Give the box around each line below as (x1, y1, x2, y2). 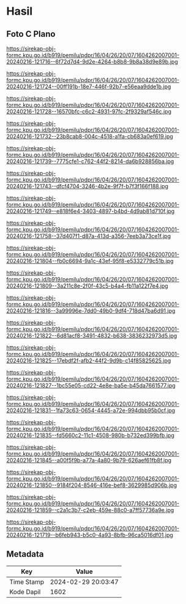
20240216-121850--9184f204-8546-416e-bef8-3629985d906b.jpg (6, 481, 177, 489)
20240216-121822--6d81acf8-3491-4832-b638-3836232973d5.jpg (6, 332, 177, 339)
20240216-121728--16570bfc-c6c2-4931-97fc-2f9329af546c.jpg (6, 108, 171, 115)
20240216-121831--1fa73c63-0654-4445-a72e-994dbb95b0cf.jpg (6, 407, 176, 414)
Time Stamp (9, 578, 45, 586)
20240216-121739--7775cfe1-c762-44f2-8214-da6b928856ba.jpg (6, 158, 174, 165)
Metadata (6, 549, 44, 559)
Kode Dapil (9, 587, 41, 596)
